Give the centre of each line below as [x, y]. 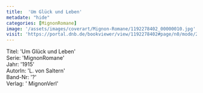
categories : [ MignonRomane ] [42, 23]
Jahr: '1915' [21, 65]
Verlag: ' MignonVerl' [32, 84]
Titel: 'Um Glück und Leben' [41, 51]
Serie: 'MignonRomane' [35, 58]
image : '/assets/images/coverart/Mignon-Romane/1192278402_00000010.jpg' [101, 29]
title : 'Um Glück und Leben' [44, 12]
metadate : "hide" [28, 18]
